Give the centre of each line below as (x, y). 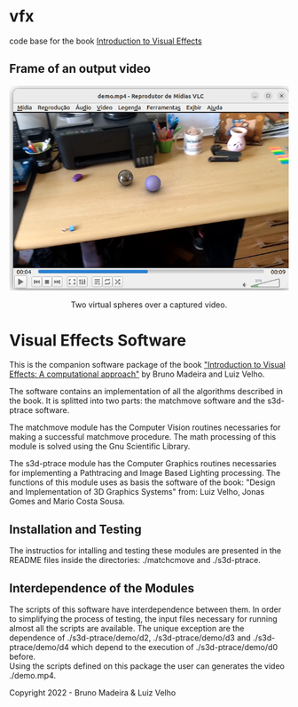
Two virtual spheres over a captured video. (149, 305)
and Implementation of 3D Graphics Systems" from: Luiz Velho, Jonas (137, 492)
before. (23, 657)
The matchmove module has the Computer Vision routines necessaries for (145, 427)
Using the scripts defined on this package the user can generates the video (147, 666)
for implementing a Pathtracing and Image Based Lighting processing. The (145, 473)
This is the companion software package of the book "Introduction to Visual (147, 365)
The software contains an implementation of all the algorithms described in (146, 392)
